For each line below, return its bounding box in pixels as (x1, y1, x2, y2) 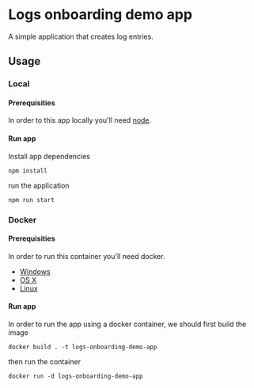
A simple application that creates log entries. (8, 32, 154, 41)
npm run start (8, 196, 55, 204)
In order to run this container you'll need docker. (8, 251, 165, 261)
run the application (8, 181, 70, 190)
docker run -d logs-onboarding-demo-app (8, 372, 144, 380)
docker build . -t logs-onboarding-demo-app (8, 343, 157, 351)
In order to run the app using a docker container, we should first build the (8, 319, 247, 329)
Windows (19, 267, 51, 276)
